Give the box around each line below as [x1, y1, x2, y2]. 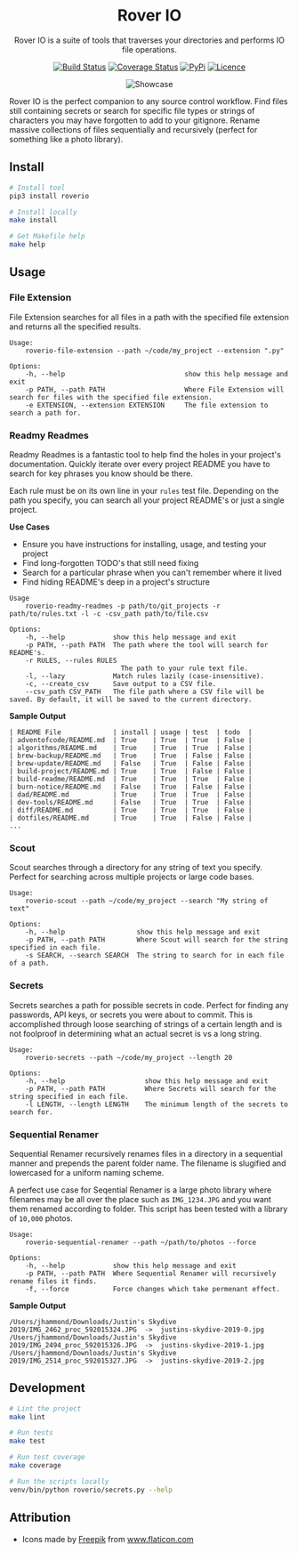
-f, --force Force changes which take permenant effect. [25, 1284, 280, 1293]
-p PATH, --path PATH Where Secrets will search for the [25, 1084, 277, 1093]
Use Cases [9, 522, 51, 532]
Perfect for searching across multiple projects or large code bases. [9, 871, 255, 882]
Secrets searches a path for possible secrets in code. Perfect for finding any [9, 999, 289, 1010]
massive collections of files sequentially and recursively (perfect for [9, 124, 258, 134]
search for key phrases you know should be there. [9, 468, 193, 479]
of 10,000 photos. [9, 1212, 73, 1224]
